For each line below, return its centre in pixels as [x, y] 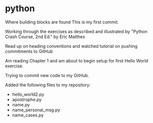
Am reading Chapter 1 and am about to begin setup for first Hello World [76, 61]
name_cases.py [28, 115]
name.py [21, 104]
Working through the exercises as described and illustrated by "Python [76, 31]
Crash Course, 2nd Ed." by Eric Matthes [45, 37]
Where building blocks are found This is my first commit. [62, 22]
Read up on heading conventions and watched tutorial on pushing [71, 46]
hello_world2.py [28, 94]
